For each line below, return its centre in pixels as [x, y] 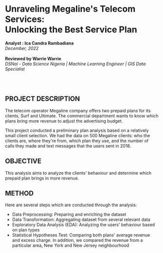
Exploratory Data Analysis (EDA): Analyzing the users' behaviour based [83, 225]
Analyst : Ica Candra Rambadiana [39, 43]
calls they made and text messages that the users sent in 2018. [68, 146]
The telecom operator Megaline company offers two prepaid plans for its [78, 110]
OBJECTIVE [23, 161]
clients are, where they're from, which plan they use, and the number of [77, 141]
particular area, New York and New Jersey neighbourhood [71, 245]
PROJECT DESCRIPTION [43, 99]
